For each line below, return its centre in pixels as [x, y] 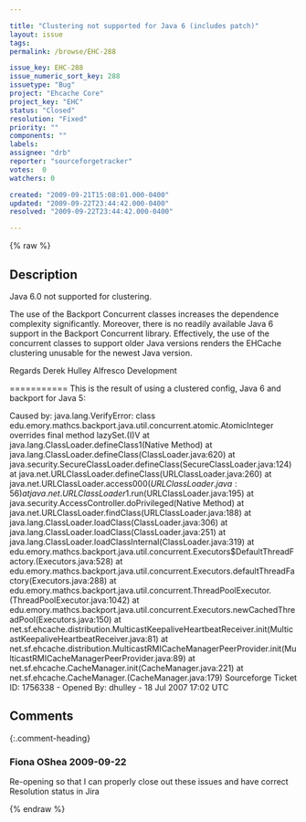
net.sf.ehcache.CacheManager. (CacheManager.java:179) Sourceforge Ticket [153, 678]
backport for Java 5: [48, 397]
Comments [42, 717]
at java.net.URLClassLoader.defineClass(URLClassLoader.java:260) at [141, 474]
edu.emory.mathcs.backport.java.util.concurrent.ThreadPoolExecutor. [141, 590]
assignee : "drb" [40, 153]
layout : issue [37, 34]
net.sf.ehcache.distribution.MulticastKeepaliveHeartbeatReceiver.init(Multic [152, 629]
